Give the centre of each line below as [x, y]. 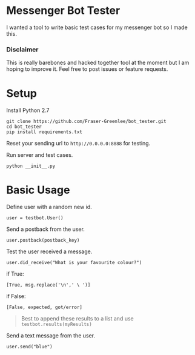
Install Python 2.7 [28, 110]
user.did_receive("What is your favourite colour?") [74, 263]
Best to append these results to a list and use [78, 319]
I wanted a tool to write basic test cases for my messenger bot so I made [97, 27]
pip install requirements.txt [45, 132]
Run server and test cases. [40, 155]
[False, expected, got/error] [45, 307]
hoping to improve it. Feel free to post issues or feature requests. [87, 69]
